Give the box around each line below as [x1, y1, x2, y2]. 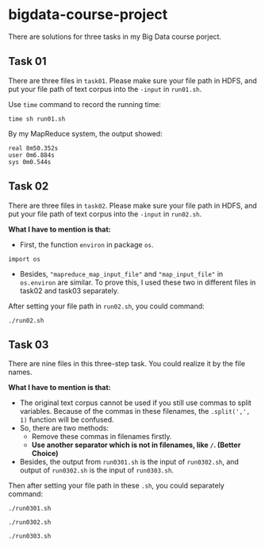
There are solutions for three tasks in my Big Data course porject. [8, 32, 222, 41]
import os [8, 255, 41, 263]
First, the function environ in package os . [19, 239, 154, 249]
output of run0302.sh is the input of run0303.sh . [19, 465, 175, 475]
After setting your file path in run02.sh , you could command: [8, 301, 205, 311]
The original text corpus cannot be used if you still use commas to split [19, 398, 252, 407]
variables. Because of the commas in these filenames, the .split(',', [19, 407, 251, 416]
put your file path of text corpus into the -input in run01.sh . [8, 84, 202, 94]
